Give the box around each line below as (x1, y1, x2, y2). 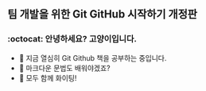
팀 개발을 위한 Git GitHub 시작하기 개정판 (7, 7, 198, 22)
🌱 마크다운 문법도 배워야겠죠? (18, 63, 111, 73)
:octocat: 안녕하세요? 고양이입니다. (7, 34, 137, 45)
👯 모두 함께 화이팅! (18, 73, 77, 82)
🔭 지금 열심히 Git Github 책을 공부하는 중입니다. (18, 53, 167, 62)
